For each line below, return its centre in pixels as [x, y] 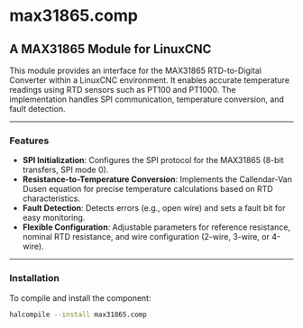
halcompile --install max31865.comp [78, 314]
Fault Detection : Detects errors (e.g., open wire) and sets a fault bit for [154, 208]
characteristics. [51, 198]
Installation [35, 278]
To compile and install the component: [80, 297]
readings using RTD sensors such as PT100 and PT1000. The [123, 90]
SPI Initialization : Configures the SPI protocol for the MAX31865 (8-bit [153, 160]
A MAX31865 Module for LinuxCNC [110, 49]
